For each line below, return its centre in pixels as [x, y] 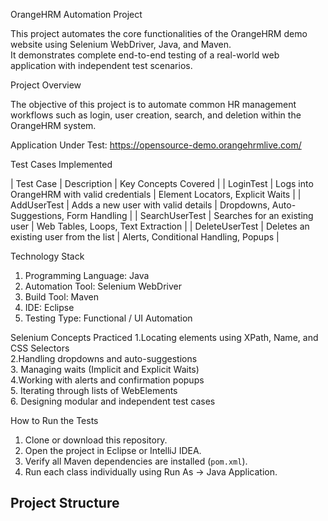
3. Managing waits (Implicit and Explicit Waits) [105, 369]
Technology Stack [47, 256]
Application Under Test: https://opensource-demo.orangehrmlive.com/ [156, 145]
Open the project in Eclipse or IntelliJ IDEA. [113, 450]
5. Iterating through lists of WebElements [94, 390]
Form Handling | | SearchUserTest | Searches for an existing [190, 215]
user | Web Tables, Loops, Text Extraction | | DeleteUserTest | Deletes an [160, 226]
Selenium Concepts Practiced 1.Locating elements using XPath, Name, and [164, 337]
